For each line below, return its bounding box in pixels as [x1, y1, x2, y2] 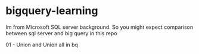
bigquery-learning [5, 4, 98, 18]
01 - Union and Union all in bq [5, 41, 79, 48]
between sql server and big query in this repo [5, 29, 117, 36]
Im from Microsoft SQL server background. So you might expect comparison [5, 23, 194, 31]
